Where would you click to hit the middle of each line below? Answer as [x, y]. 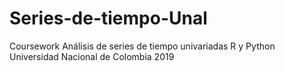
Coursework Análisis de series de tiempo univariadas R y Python [142, 46]
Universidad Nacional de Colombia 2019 [92, 56]
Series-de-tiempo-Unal [108, 18]
